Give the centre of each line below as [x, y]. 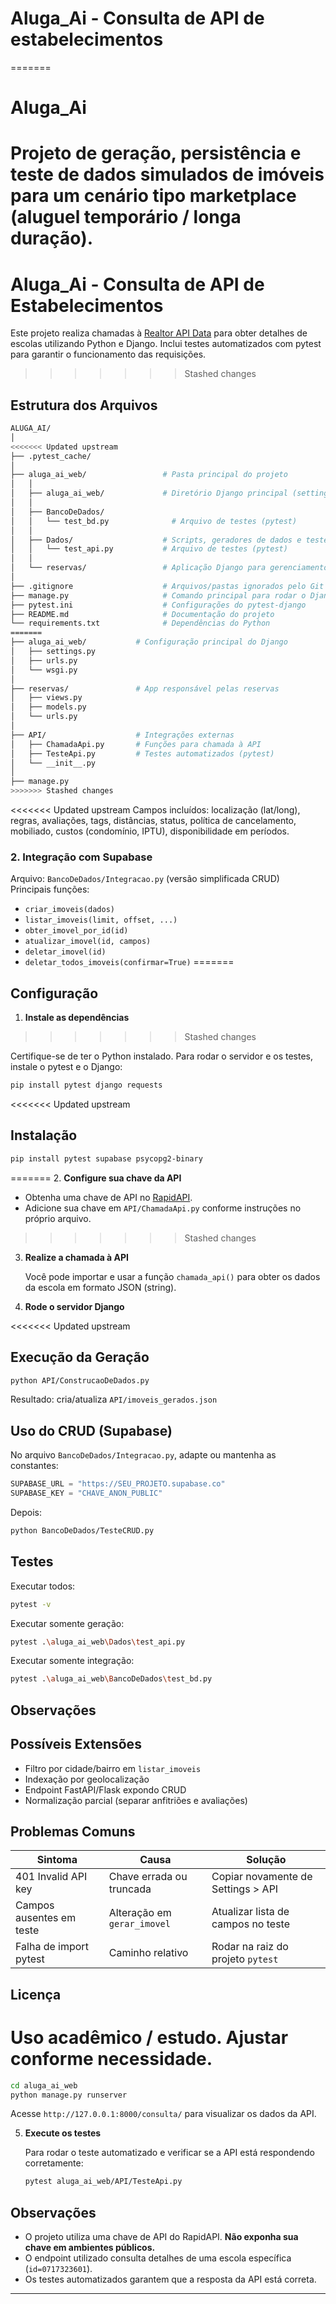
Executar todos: [43, 1586]
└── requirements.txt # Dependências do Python [140, 623]
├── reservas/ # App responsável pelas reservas [145, 688]
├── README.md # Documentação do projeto [142, 614]
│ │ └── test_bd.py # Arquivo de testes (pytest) [154, 521]
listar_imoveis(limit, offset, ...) [101, 920]
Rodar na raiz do [250, 1947]
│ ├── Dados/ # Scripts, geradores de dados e [156, 540]
